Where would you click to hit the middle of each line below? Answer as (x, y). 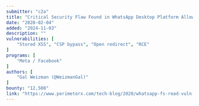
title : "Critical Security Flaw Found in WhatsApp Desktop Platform (92, 17)
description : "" (26, 34)
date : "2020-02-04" (30, 22)
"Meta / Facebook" (39, 61)
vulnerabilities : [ (30, 39)
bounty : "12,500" (28, 88)
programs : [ (21, 55)
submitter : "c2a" (28, 11)
